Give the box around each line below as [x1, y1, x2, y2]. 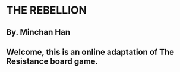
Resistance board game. [6, 56, 99, 66]
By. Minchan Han [6, 27, 71, 37]
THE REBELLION [6, 4, 87, 17]
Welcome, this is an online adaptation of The [6, 47, 174, 57]
